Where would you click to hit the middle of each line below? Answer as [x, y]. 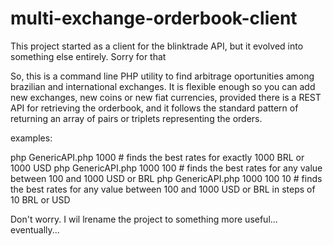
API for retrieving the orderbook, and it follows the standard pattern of [154, 108]
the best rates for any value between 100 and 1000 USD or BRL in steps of [163, 189]
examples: [31, 138]
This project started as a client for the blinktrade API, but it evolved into [157, 46]
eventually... [35, 229]
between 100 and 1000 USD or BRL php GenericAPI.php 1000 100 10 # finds [166, 178]
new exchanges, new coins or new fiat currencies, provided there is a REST [166, 97]
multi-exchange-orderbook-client [154, 18]
